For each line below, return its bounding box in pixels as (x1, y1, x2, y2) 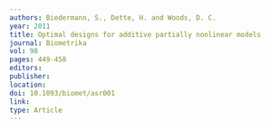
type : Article (9, 105, 63, 114)
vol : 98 (9, 47, 39, 56)
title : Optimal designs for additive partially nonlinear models (9, 30, 261, 39)
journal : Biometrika (9, 38, 88, 48)
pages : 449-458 (9, 55, 67, 64)
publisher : (9, 72, 51, 81)
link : (9, 96, 30, 106)
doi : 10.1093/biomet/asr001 (9, 88, 116, 97)
